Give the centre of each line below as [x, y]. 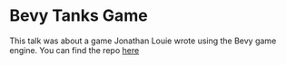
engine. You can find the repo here [74, 50]
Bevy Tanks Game [79, 16]
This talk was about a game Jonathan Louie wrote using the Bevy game [143, 41]
